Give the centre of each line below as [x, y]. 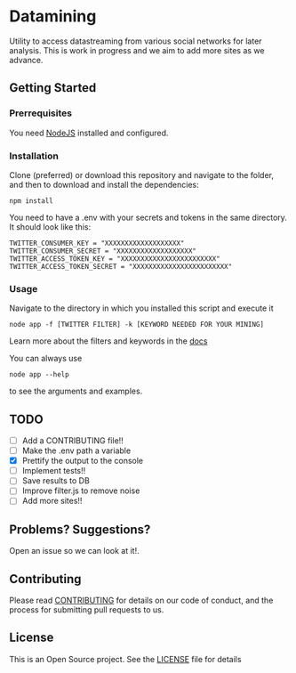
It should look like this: [50, 227]
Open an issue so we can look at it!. [74, 551]
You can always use [46, 359]
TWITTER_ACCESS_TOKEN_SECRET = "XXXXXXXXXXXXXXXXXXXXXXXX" [121, 266]
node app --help [39, 375]
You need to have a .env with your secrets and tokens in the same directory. [148, 217]
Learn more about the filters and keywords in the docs [108, 341]
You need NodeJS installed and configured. [89, 133]
